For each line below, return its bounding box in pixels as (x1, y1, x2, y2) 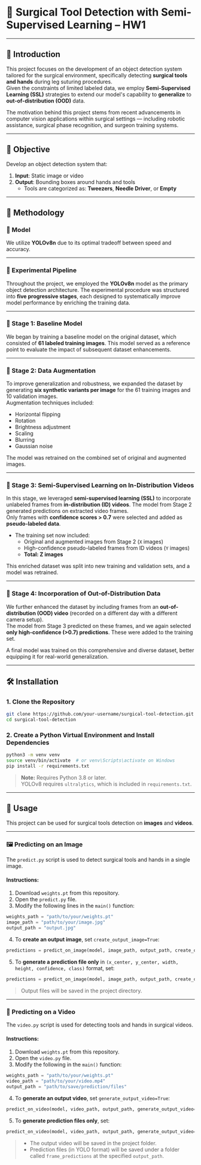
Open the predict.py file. (14, 896, 77, 903)
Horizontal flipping (14, 411, 61, 418)
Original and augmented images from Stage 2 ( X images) (23, 538, 163, 545)
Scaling (14, 430, 34, 437)
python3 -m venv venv (6, 752, 60, 758)
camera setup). (6, 615, 44, 623)
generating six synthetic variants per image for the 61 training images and (6, 387, 191, 394)
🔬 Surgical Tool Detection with (6, 5, 159, 19)
